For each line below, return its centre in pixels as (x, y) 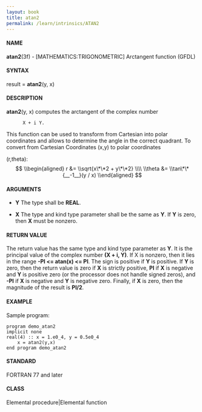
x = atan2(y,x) (37, 342)
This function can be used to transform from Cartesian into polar (87, 134)
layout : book (23, 12)
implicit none (24, 332)
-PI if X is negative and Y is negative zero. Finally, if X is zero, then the (95, 281)
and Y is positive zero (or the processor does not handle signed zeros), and (101, 274)
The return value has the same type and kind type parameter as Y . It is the (99, 249)
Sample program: (28, 315)
